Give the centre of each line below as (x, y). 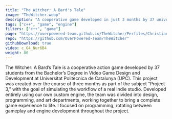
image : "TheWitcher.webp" (33, 15)
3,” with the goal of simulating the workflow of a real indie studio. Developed (86, 89)
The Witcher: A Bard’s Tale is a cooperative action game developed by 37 (83, 67)
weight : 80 (17, 53)
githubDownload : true (28, 43)
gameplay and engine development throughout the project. (67, 111)
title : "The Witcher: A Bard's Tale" (46, 10)
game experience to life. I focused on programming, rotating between (79, 105)
